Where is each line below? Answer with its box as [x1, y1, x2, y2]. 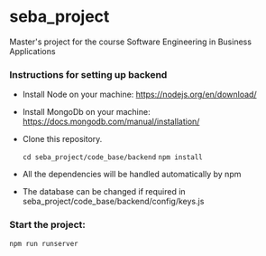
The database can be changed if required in [22, 186, 187, 197]
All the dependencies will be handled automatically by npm [22, 169, 242, 180]
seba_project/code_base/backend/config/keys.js [22, 196, 205, 207]
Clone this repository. [22, 134, 103, 145]
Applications [9, 45, 56, 56]
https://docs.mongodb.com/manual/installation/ [22, 116, 200, 128]
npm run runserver [9, 239, 78, 248]
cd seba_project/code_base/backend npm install [22, 153, 203, 162]
